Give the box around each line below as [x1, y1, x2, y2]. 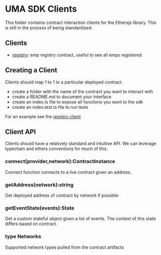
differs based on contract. [5, 221, 58, 227]
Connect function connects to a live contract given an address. [5, 169, 132, 175]
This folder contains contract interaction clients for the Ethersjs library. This [5, 20, 157, 25]
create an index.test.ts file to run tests [12, 104, 89, 110]
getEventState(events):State [5, 204, 75, 211]
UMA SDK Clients [5, 3, 77, 15]
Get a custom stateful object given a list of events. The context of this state [5, 216, 156, 222]
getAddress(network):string [5, 181, 74, 188]
